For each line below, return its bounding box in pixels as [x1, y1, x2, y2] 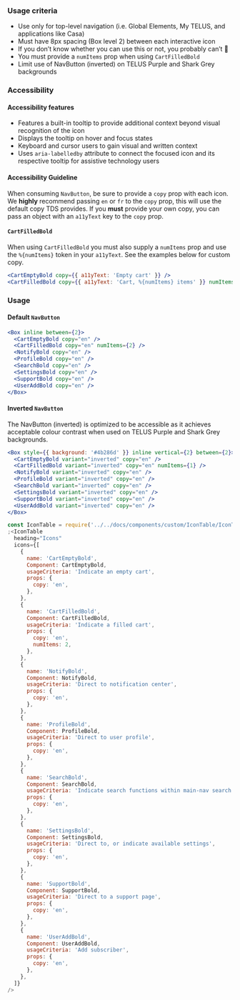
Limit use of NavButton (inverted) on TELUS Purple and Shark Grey [17, 60, 215, 69]
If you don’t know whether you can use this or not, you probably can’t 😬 [17, 45, 229, 54]
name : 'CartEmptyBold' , [26, 554, 98, 562]
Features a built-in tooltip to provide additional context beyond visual [17, 119, 220, 127]
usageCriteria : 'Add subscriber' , [26, 946, 130, 954]
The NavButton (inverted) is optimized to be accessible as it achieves [7, 420, 211, 429]
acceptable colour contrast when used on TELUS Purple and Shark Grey [7, 427, 220, 436]
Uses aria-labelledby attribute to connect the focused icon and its [17, 149, 216, 158]
